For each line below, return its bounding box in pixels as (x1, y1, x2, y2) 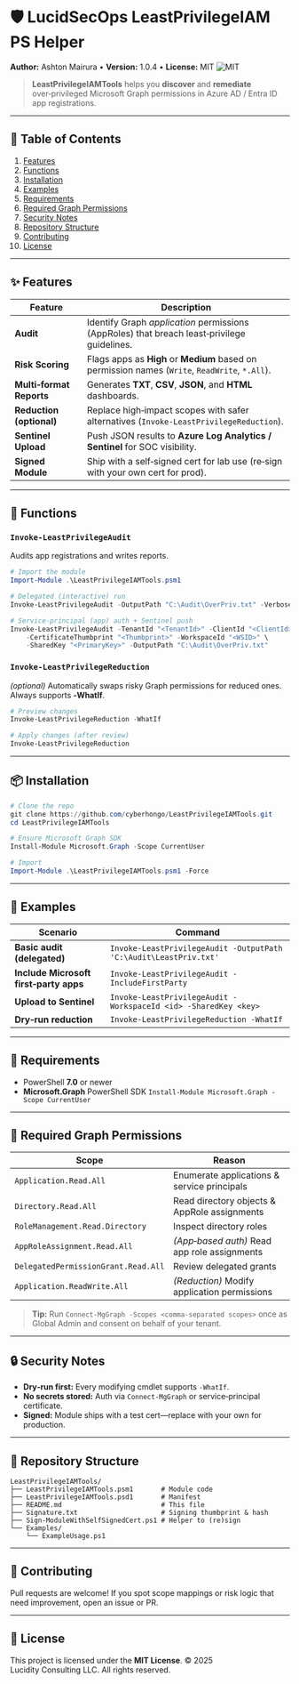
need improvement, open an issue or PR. (10, 1597, 159, 1607)
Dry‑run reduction (14, 1013, 94, 1026)
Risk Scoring (14, 358, 70, 370)
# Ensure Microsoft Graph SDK (10, 834, 122, 843)
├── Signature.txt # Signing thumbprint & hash (10, 1509, 269, 1518)
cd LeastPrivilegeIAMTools (10, 818, 110, 827)
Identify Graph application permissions (86, 316, 249, 328)
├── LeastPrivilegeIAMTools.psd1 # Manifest (10, 1493, 201, 1502)
